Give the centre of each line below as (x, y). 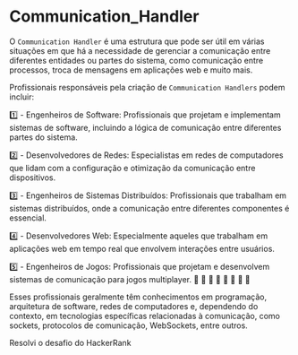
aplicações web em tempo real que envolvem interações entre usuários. (142, 248)
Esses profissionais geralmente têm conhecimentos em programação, (138, 297)
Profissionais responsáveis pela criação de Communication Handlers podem (147, 87)
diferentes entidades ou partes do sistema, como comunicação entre (136, 60)
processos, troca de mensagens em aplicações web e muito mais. (131, 70)
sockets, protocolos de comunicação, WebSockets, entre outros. (128, 325)
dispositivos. (33, 177)
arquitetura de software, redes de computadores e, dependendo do (134, 306)
